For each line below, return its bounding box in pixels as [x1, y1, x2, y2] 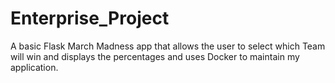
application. [10, 61, 59, 73]
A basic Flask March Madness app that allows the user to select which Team [10, 40, 326, 52]
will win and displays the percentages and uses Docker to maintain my [10, 50, 300, 62]
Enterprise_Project [10, 7, 170, 30]
